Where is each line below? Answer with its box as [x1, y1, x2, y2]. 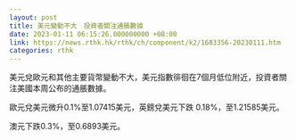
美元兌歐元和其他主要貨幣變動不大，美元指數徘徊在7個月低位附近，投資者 [9, 72, 279, 83]
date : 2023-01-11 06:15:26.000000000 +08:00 [9, 29, 177, 38]
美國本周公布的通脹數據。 [16, 83, 111, 94]
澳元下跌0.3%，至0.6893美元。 [9, 121, 126, 132]
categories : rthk [9, 46, 74, 55]
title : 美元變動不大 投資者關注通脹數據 [9, 21, 144, 30]
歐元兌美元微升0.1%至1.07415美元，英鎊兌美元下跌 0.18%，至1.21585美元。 [9, 102, 285, 112]
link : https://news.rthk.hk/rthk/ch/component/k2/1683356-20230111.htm [9, 37, 281, 47]
